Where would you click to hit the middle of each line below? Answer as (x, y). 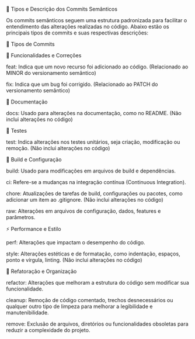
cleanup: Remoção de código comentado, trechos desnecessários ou (90, 300)
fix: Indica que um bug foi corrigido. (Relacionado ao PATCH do (82, 84)
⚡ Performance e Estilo (34, 229)
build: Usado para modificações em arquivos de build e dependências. (91, 171)
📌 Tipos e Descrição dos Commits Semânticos (62, 9)
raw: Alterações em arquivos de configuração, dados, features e (83, 211)
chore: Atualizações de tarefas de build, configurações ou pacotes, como (94, 193)
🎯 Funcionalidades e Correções (44, 55)
